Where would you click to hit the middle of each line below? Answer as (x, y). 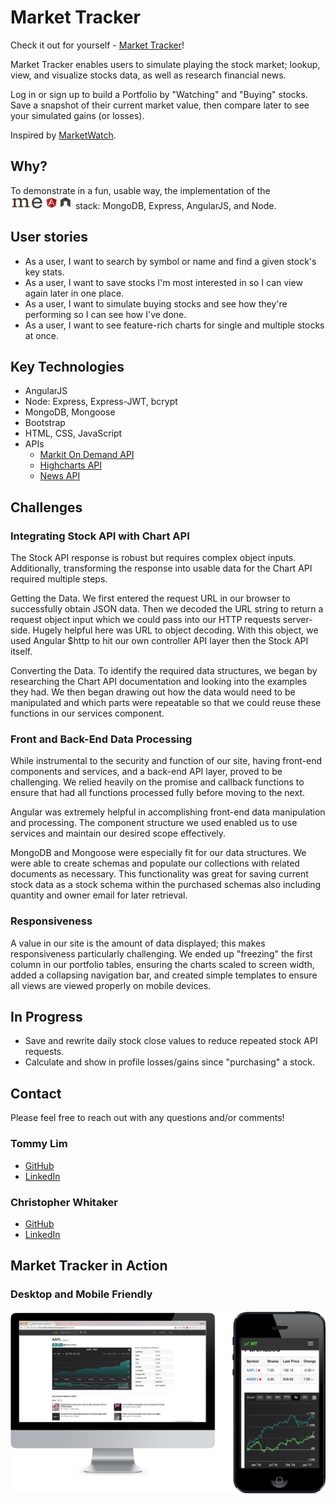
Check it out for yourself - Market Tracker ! (97, 45)
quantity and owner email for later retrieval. (99, 895)
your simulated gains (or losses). (77, 115)
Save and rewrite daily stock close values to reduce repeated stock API (171, 1041)
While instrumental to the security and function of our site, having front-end (166, 761)
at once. (42, 335)
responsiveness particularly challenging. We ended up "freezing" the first (161, 953)
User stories (49, 237)
